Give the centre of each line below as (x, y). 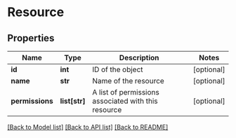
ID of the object (118, 69)
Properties (31, 38)
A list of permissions (126, 92)
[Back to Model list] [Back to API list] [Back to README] (88, 127)
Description (139, 58)
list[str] (73, 101)
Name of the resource (129, 81)
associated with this (125, 101)
